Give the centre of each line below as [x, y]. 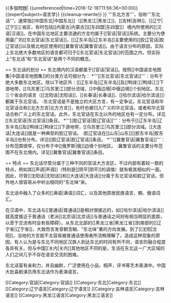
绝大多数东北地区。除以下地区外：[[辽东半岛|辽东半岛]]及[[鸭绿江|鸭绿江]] [82, 82]
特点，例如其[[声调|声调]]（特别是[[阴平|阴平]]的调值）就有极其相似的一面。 [85, 169]
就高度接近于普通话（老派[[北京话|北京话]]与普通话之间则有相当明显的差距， [85, 216]
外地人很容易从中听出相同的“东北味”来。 [48, 182]
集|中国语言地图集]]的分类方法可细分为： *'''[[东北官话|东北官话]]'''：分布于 [84, 76]
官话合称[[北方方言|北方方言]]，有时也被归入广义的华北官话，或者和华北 [85, 108]
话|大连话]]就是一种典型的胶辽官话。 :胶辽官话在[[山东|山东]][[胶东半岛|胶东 [84, 133]
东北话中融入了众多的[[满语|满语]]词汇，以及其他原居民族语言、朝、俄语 [81, 193]
